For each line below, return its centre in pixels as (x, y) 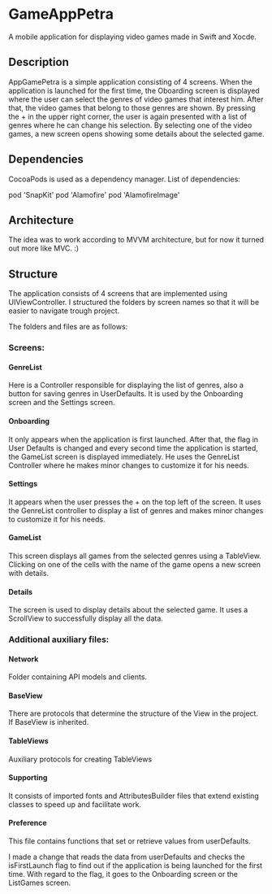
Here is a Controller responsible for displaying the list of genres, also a (126, 385)
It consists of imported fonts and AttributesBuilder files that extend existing (134, 796)
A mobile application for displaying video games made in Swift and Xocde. (133, 37)
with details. (29, 573)
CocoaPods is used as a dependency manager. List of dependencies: (125, 179)
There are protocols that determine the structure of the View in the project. (133, 713)
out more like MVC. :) (44, 248)
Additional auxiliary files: (59, 639)
